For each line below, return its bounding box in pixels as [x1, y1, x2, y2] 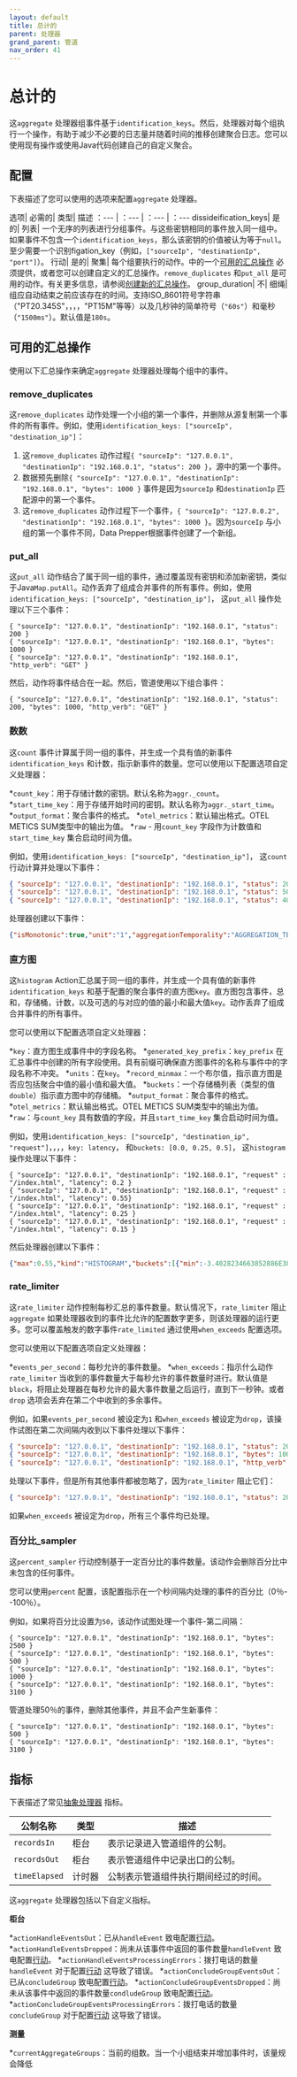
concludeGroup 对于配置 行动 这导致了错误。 [9, 2010, 166, 2020]
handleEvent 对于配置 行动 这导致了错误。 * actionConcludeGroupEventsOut [9, 1965, 276, 1976]
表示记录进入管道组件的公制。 [107, 1837, 232, 1850]
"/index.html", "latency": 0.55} [9, 1194, 133, 1204]
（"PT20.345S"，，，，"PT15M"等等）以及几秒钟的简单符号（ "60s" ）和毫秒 [9, 300, 276, 311]
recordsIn [13, 1838, 55, 1848]
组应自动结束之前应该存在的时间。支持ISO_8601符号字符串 [9, 289, 221, 300]
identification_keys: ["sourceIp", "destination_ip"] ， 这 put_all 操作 [9, 594, 275, 604]
